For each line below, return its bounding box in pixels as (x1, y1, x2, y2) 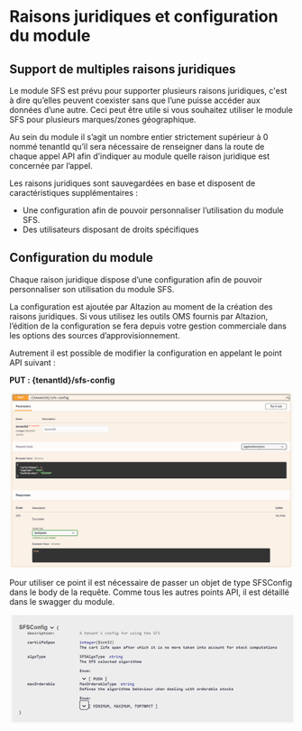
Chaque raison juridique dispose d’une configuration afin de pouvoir (9, 273, 263, 285)
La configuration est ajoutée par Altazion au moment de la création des (9, 301, 273, 312)
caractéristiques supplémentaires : (9, 188, 138, 198)
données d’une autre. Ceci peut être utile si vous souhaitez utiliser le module (9, 105, 293, 115)
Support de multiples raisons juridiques (9, 61, 236, 77)
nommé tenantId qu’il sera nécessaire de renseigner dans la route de (9, 142, 265, 152)
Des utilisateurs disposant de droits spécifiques (22, 224, 199, 235)
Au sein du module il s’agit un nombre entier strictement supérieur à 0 (9, 132, 269, 142)
